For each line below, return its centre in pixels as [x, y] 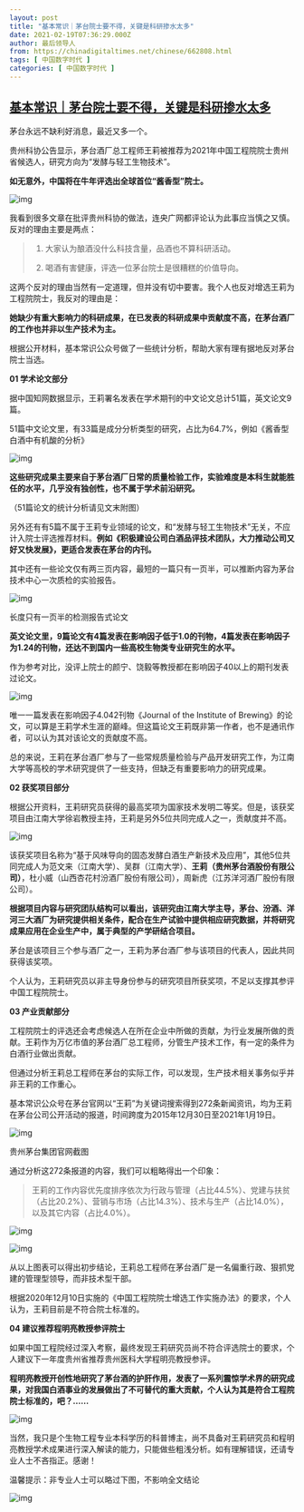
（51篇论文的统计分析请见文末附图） [77, 507]
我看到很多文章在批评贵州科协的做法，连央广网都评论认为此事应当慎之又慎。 [152, 218]
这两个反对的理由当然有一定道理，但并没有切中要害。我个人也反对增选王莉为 [152, 287]
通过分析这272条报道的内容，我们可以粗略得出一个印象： [115, 1170]
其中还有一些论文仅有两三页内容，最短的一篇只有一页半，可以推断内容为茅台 [152, 569]
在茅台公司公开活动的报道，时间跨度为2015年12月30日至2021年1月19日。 [145, 1114]
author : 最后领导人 [43, 43]
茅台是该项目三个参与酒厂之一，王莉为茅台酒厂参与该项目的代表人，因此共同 [152, 950]
